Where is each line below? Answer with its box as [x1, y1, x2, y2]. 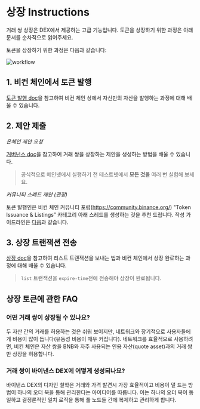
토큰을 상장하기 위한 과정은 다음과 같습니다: [6, 46, 107, 54]
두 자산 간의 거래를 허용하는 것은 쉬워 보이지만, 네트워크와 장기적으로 [6, 328, 165, 335]
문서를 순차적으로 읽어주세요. [6, 33, 73, 41]
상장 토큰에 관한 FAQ [6, 294, 78, 304]
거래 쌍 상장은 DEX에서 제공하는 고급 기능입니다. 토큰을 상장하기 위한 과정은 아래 [6, 26, 193, 33]
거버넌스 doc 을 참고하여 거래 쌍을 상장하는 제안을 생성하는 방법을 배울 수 [6, 150, 175, 158]
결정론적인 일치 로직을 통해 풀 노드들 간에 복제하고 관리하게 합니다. [21, 396, 177, 404]
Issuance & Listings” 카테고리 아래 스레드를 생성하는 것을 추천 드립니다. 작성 [6, 211, 185, 218]
